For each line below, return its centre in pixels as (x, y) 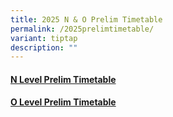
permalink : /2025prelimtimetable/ (82, 29)
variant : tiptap (44, 38)
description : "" (44, 47)
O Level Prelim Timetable (63, 102)
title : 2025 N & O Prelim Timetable (86, 19)
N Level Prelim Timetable (63, 79)
